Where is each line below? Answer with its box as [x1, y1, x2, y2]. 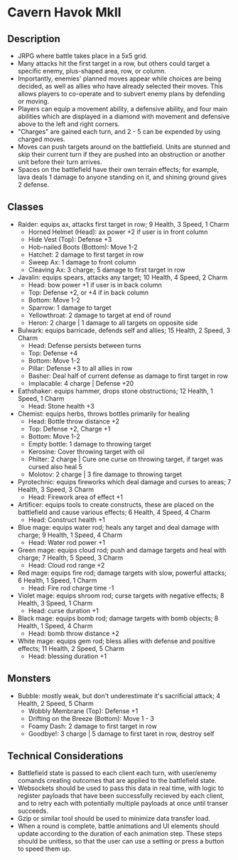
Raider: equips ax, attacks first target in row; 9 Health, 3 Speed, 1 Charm [17, 220, 229, 228]
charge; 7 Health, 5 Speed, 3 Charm [17, 553, 124, 562]
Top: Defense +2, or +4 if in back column [28, 288, 149, 297]
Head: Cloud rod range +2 [28, 560, 105, 569]
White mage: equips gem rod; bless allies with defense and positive [17, 636, 215, 645]
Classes [7, 201, 44, 213]
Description [7, 33, 60, 45]
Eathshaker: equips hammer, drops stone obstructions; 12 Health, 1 [17, 387, 213, 395]
